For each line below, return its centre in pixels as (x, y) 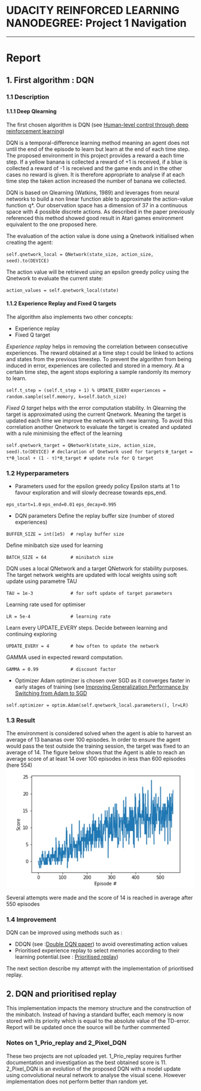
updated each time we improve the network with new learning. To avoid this (100, 421)
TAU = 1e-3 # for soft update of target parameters (89, 594)
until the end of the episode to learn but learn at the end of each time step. (98, 149)
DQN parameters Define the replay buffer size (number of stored (95, 516)
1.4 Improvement (31, 920)
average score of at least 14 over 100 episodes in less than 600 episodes (96, 759)
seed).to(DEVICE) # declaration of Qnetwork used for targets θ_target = (99, 452)
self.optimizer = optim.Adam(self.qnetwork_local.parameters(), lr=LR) (97, 705)
